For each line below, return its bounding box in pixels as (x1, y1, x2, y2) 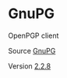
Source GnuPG (8, 46, 56, 55)
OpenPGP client (8, 31, 59, 40)
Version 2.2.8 (8, 61, 51, 71)
